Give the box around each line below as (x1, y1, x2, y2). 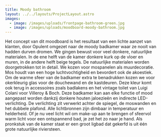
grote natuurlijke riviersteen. (5, 126, 62, 132)
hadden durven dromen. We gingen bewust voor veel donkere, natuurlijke (5, 49, 152, 55)
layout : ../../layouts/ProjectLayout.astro (5, 12, 95, 17)
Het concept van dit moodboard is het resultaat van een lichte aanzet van (5, 38, 152, 44)
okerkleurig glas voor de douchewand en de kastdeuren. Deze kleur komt (5, 80, 152, 86)
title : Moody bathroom (5, 7, 51, 12)
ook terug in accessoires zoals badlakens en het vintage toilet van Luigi (5, 85, 148, 91)
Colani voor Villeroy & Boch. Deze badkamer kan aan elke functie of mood (5, 90, 153, 96)
